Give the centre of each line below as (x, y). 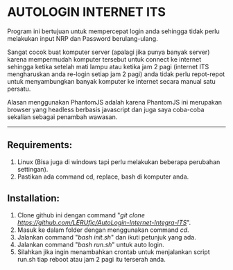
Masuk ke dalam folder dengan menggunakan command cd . (103, 230)
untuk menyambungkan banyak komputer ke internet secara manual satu (112, 81)
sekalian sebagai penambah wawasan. (62, 117)
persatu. (19, 89)
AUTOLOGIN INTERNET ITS (87, 12)
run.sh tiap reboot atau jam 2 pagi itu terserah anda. (92, 259)
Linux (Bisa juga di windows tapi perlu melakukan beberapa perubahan (119, 162)
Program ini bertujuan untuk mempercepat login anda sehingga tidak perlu (113, 31)
